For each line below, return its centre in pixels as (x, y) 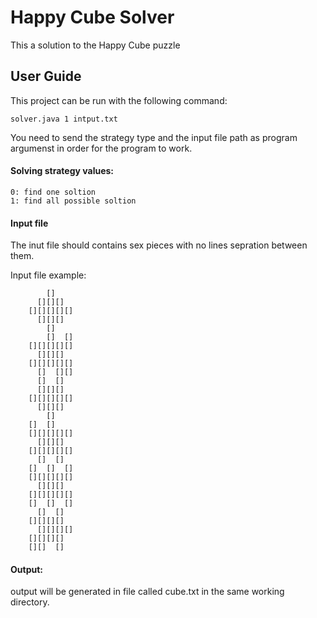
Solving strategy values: (62, 171)
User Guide (46, 76)
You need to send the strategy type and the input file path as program (154, 137)
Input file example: (48, 275)
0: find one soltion (53, 192)
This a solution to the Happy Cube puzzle (95, 45)
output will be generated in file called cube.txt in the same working (147, 592)
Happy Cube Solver (92, 17)
